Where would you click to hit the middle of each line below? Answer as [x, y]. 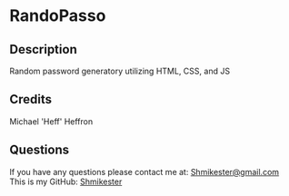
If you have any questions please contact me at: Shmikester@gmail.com [144, 171]
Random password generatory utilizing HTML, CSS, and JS [120, 71]
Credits [31, 99]
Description [43, 49]
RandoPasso [58, 16]
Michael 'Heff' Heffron [51, 121]
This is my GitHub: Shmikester [66, 181]
